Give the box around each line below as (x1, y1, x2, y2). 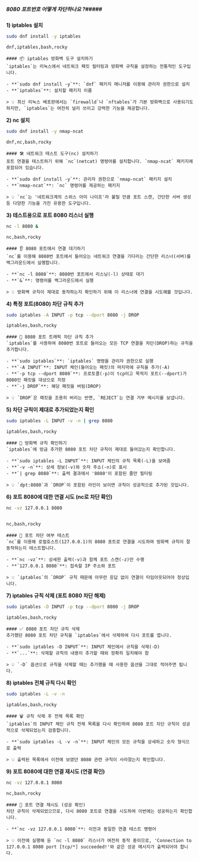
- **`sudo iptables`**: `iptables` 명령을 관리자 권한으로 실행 (6, 358, 154, 365)
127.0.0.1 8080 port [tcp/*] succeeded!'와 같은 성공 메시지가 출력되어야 (6, 844, 178, 850)
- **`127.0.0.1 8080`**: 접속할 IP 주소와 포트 (6, 563, 116, 569)
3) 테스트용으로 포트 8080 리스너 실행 (6, 211, 94, 219)
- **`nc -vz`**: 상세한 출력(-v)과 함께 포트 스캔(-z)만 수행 (6, 557, 144, 563)
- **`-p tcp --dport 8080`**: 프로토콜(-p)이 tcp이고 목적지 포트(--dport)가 (6, 371, 187, 377)
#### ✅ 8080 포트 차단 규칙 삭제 (6, 626, 80, 632)
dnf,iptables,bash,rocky (6, 44, 68, 50)
